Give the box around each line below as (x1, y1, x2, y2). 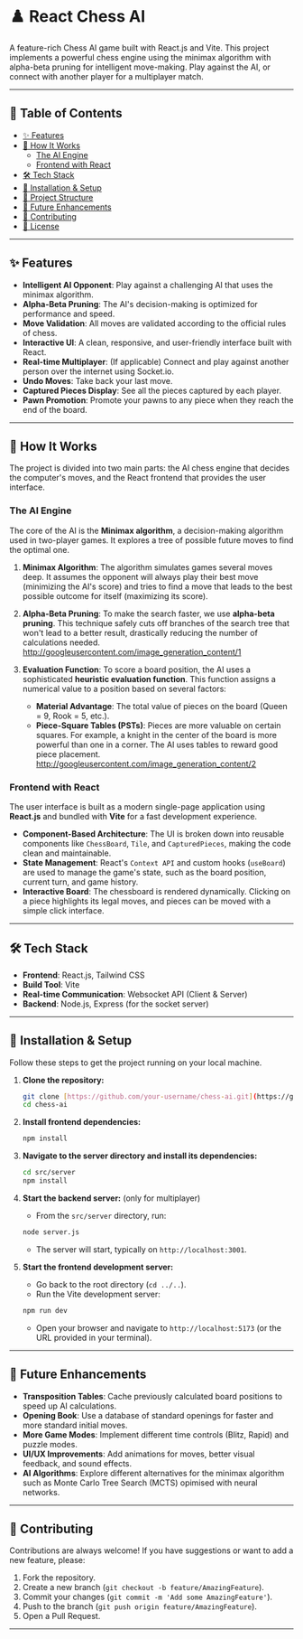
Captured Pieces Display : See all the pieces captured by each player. (22, 385, 282, 396)
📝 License (22, 220, 60, 231)
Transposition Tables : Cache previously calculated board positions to (22, 1391, 282, 1401)
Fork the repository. (22, 1572, 96, 1583)
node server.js (22, 1227, 80, 1237)
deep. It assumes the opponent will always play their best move (22, 571, 259, 582)
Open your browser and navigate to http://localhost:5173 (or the (35, 1322, 282, 1333)
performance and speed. (22, 308, 115, 319)
